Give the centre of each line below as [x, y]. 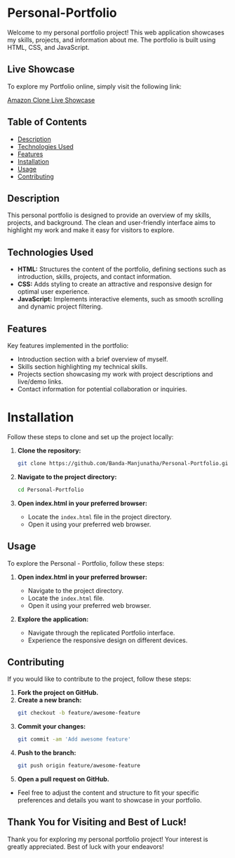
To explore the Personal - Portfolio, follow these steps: [86, 563]
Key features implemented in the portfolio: [68, 345]
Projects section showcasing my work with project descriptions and [115, 374]
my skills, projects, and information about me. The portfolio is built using [112, 39]
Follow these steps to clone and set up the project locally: [90, 436]
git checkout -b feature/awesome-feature [79, 713]
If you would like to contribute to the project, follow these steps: [99, 679]
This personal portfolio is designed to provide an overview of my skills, [109, 215]
